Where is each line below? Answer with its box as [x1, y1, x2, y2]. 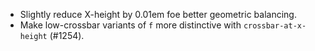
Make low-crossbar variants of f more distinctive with [19, 19, 242, 31]
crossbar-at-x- [243, 21, 307, 31]
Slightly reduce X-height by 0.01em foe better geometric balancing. [19, 9, 297, 20]
